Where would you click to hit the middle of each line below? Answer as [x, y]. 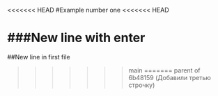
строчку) [142, 85]
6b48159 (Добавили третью [170, 77]
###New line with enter [76, 38]
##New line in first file [39, 57]
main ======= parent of [164, 70]
